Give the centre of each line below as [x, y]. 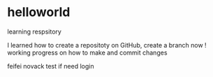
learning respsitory [34, 31]
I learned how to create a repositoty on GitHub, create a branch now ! [107, 45]
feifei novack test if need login [51, 66]
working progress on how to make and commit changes [87, 52]
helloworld [39, 12]
